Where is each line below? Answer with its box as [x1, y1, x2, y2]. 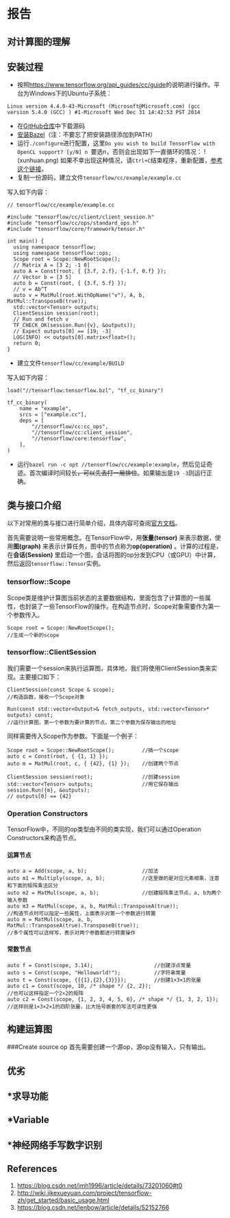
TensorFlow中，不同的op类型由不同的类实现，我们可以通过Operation [7, 825, 202, 833]
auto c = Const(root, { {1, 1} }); [7, 753, 109, 760]
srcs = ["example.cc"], [19, 411, 88, 418]
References [7, 1163, 57, 1175]
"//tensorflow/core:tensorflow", [31, 436, 127, 442]
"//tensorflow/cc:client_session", [31, 429, 133, 436]
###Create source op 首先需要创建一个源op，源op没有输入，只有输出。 [7, 1043, 210, 1051]
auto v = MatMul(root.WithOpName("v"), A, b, [13, 292, 146, 299]
